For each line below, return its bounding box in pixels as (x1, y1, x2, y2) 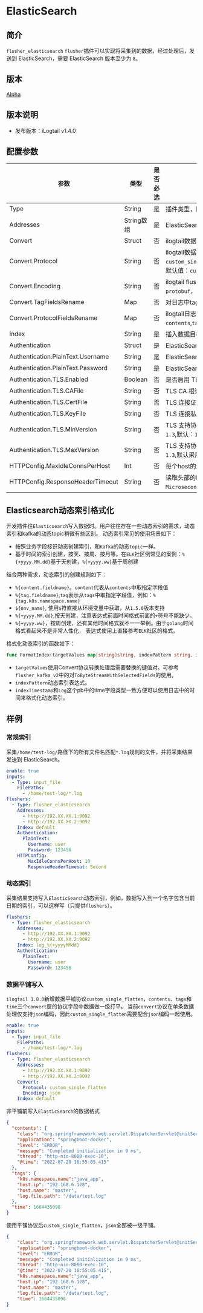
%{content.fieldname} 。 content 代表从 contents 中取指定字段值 (14, 584, 169, 591)
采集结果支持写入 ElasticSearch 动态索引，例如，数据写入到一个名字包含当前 (6, 894, 195, 902)
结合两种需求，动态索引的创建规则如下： (6, 571, 107, 578)
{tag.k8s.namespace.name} (14, 598, 80, 604)
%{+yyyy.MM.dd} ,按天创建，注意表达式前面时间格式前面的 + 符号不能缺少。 (14, 612, 195, 619)
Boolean (124, 375, 148, 383)
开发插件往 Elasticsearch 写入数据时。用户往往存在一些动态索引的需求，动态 (6, 522, 195, 530)
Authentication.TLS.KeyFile (9, 410, 86, 418)
